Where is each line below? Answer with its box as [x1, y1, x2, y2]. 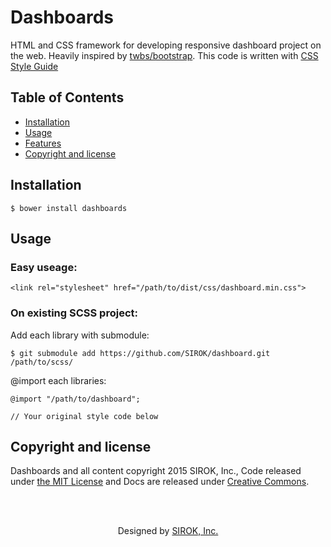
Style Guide [10, 60, 59, 72]
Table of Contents [10, 89, 125, 106]
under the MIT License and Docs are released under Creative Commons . [10, 476, 310, 488]
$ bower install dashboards [10, 203, 128, 213]
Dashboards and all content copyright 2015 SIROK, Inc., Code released [10, 465, 302, 477]
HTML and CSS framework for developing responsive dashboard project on [10, 39, 322, 51]
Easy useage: [10, 260, 78, 274]
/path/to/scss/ [10, 357, 74, 367]
